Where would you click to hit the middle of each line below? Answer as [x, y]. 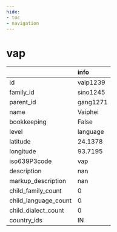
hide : [13, 12]
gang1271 [92, 102]
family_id [22, 93]
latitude [20, 142]
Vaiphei [88, 112]
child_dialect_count [37, 211]
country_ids [26, 220]
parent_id [23, 102]
